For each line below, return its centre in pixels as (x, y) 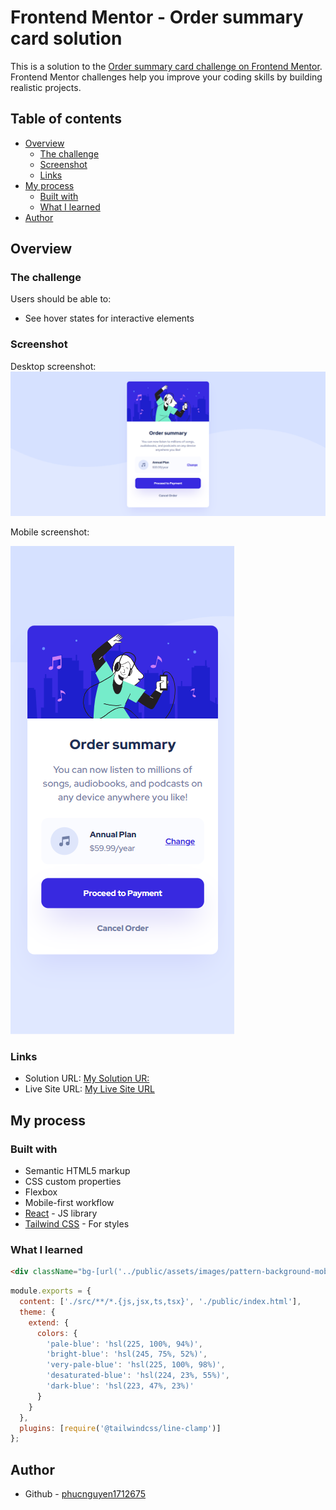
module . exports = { (51, 1291)
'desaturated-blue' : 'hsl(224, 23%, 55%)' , (138, 1376)
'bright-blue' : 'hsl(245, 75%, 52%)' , (127, 1354)
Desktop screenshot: (53, 366)
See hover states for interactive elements (109, 318)
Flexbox (41, 1192)
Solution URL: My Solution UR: (87, 1078)
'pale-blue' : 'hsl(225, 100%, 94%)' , (124, 1344)
